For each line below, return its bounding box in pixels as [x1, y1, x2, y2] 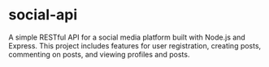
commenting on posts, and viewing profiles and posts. [8, 49, 190, 59]
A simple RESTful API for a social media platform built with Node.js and [8, 32, 245, 42]
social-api [8, 6, 78, 24]
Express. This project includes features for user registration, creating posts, [8, 40, 262, 50]
